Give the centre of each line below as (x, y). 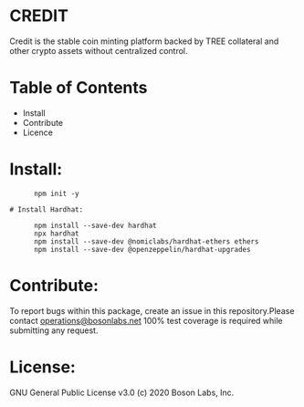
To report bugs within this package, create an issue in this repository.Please (152, 310)
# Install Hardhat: (47, 209)
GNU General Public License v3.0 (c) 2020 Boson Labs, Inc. (122, 392)
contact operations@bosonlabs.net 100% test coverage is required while (146, 320)
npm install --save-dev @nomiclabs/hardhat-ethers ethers (146, 241)
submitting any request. (54, 330)
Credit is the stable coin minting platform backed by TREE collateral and (144, 41)
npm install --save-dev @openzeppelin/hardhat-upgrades (142, 249)
